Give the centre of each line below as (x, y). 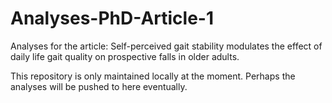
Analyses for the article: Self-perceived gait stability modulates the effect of (166, 46)
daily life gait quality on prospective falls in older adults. (125, 56)
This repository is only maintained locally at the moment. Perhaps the (153, 76)
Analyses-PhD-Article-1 (112, 18)
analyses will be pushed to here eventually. (99, 86)
